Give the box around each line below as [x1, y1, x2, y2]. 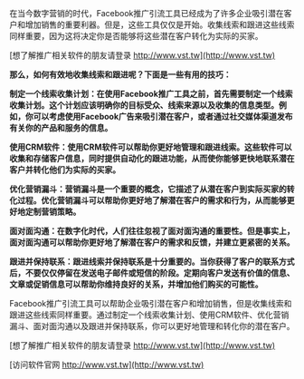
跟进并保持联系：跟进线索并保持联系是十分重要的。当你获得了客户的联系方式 [9, 257, 295, 267]
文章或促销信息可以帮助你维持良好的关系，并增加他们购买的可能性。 [9, 279, 263, 289]
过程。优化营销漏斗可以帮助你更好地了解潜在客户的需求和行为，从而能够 [16, 195, 287, 206]
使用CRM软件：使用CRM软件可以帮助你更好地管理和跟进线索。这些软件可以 [9, 141, 292, 152]
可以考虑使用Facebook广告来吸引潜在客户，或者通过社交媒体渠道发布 [33, 112, 293, 121]
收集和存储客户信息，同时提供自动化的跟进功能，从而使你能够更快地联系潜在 [9, 153, 295, 163]
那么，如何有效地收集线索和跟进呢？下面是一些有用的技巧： [9, 69, 232, 80]
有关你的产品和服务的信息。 [9, 122, 113, 133]
